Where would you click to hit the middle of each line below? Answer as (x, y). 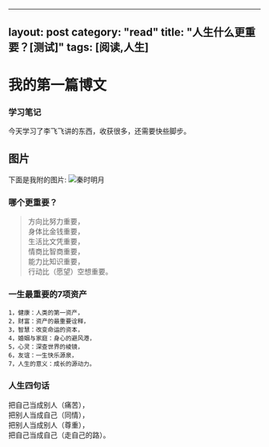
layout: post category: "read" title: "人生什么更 (127, 33)
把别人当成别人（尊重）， (49, 425)
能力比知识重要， (56, 261)
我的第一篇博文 (58, 85)
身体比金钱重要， (56, 231)
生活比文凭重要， (56, 241)
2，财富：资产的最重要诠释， (49, 322)
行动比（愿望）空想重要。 (70, 271)
